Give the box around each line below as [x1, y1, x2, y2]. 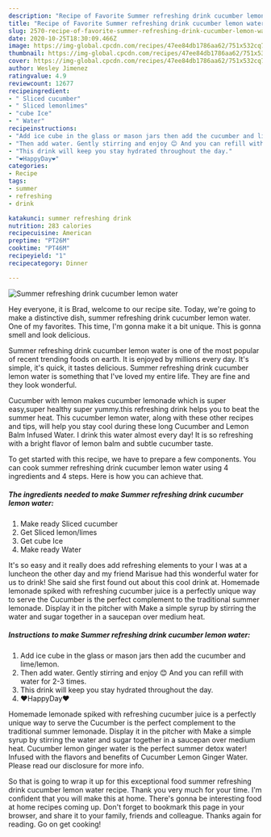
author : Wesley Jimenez [8, 65, 89, 73]
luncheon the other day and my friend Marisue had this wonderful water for [8, 569, 259, 578]
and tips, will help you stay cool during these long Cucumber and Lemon [8, 421, 249, 431]
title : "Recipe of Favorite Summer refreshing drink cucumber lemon [8, 19, 244, 27]
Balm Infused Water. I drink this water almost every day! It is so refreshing [8, 430, 253, 440]
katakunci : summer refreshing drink [8, 214, 131, 222]
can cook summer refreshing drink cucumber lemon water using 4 [8, 462, 229, 473]
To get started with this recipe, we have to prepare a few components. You [8, 454, 256, 464]
